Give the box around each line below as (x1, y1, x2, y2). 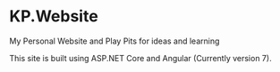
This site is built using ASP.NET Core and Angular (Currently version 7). (9, 52, 272, 63)
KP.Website (9, 6, 98, 27)
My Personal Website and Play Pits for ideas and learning (9, 36, 220, 46)
